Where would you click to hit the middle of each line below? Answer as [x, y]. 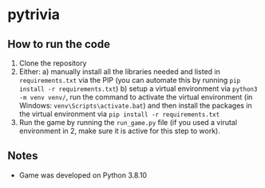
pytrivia [34, 15]
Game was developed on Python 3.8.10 [83, 175]
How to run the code [59, 44]
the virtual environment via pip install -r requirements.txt [119, 114]
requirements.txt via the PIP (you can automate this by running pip [130, 80]
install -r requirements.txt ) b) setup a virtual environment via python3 [138, 88]
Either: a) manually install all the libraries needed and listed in [119, 72]
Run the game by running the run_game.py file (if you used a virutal [128, 122]
